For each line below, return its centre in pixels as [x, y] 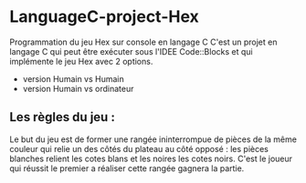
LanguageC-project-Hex [104, 17]
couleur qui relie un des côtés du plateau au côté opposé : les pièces [139, 148]
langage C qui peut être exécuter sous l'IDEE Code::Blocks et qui [131, 51]
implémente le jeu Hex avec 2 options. [81, 61]
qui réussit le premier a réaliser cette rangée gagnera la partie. [127, 168]
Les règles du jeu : [63, 117]
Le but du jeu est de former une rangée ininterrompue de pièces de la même [153, 139]
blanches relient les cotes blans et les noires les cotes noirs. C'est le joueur [151, 158]
